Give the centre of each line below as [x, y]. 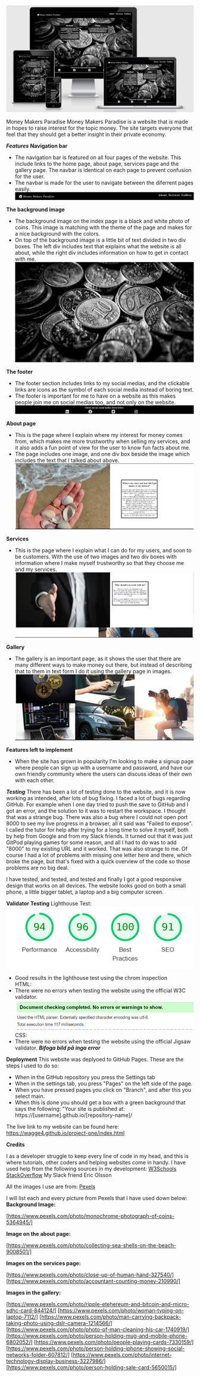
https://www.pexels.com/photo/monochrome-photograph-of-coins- [91, 1216]
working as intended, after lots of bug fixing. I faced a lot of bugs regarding [98, 798]
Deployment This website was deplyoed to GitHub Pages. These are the [95, 1059]
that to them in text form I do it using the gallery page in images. [93, 672]
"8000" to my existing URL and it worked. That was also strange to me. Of [97, 849]
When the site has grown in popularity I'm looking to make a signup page [104, 761]
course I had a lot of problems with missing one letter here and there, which [99, 855]
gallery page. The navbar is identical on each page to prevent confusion [103, 170]
